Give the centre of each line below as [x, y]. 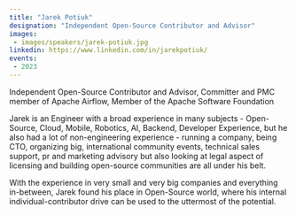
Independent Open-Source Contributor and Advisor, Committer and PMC [142, 92]
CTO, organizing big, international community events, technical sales [134, 146]
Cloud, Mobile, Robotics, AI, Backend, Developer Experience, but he [164, 127]
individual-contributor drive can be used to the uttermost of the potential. [143, 201]
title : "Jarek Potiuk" [51, 17]
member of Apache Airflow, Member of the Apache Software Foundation [142, 101]
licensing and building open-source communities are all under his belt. [138, 165]
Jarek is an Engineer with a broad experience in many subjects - [127, 118]
